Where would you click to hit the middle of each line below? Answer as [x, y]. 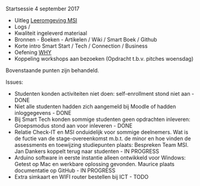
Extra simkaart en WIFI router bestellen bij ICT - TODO [81, 177]
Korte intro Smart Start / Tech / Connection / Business [81, 46]
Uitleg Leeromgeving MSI [46, 20]
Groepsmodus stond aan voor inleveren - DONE [73, 126]
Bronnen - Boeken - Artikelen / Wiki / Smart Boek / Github [86, 39]
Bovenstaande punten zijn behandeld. [53, 70]
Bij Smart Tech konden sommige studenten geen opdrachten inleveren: [102, 119]
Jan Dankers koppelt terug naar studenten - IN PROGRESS [87, 151]
